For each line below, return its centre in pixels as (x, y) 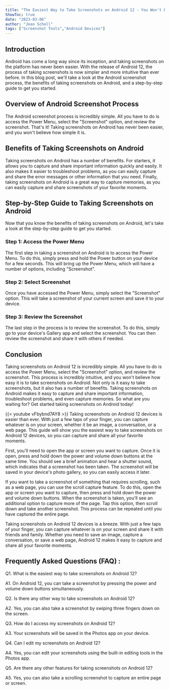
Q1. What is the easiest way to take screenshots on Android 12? (71, 573)
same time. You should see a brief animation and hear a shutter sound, (79, 462)
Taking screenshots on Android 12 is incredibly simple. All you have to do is (83, 366)
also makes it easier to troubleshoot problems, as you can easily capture (81, 171)
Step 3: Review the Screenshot (44, 316)
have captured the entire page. (37, 514)
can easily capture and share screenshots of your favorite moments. (76, 187)
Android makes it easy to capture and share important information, (75, 394)
